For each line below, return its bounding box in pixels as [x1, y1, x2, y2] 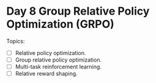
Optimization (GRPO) [6, 17, 114, 31]
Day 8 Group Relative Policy [6, 4, 150, 18]
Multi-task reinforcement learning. [15, 63, 102, 71]
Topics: [6, 37, 25, 45]
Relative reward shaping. [15, 70, 78, 78]
